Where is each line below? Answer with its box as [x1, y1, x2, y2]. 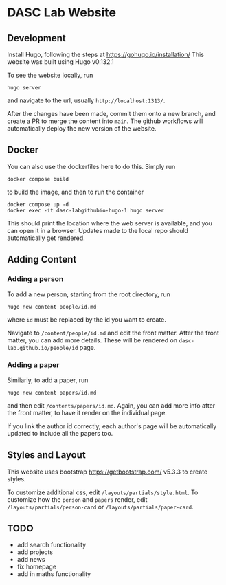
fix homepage [16, 562, 57, 571]
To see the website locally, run [7, 71, 93, 79]
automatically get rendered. [7, 234, 86, 242]
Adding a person [7, 274, 64, 284]
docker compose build [7, 175, 69, 183]
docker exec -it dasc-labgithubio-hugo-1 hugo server [7, 207, 165, 214]
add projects [16, 548, 54, 556]
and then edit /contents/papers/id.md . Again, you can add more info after [7, 401, 216, 410]
